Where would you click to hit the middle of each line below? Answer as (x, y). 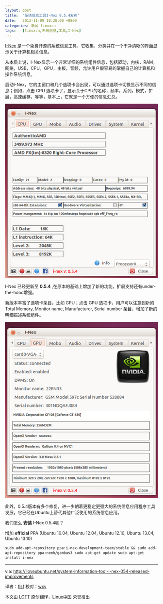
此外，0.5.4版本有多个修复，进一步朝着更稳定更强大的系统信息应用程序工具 (80, 506)
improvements (19, 577)
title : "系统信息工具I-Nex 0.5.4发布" (42, 15)
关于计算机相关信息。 (30, 52)
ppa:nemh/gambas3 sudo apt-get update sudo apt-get (91, 553)
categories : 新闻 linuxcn (30, 26)
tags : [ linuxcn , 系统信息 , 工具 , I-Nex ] (43, 31)
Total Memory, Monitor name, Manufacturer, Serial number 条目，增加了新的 (81, 309)
